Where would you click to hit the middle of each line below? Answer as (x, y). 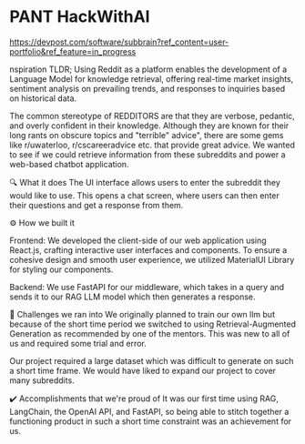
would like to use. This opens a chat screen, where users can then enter (145, 195)
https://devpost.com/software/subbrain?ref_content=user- (119, 42)
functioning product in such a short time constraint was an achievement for (151, 421)
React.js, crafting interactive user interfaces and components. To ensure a (148, 250)
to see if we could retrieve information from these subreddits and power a (147, 154)
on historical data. (43, 98)
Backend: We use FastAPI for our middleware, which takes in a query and (147, 287)
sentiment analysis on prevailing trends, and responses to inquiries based (147, 88)
